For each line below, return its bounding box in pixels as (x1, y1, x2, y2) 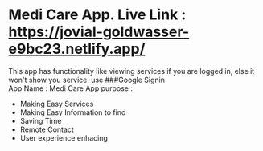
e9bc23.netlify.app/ (8, 40, 146, 58)
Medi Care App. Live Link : (8, 6, 187, 24)
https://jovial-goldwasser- (8, 22, 190, 41)
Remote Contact (19, 124, 74, 134)
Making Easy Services (19, 99, 94, 108)
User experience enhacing (19, 133, 109, 142)
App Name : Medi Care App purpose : (8, 83, 133, 93)
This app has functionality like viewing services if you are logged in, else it (8, 66, 255, 75)
